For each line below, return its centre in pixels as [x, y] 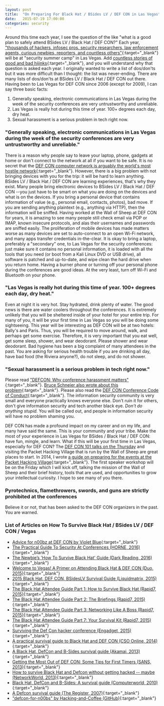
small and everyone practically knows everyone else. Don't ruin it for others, [82, 401]
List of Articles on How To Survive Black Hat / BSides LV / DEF [79, 525]
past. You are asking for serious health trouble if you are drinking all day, [78, 351]
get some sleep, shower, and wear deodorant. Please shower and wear [76, 341]
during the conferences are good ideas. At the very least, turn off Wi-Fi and [81, 269]
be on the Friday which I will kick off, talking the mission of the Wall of [75, 467]
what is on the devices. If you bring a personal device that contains [72, 197]
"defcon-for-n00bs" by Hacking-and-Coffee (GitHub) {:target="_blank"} [84, 698]
